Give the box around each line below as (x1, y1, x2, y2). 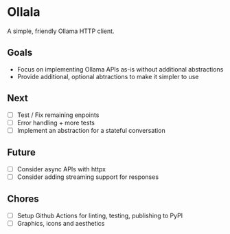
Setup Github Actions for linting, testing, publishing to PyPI (16, 211, 183, 220)
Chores (7, 193, 39, 205)
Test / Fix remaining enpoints (16, 111, 100, 119)
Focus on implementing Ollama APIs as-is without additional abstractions (16, 65, 224, 73)
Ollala (7, 4, 41, 20)
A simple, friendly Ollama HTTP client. (7, 27, 115, 35)
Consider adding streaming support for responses (16, 173, 159, 181)
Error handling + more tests (16, 118, 95, 127)
